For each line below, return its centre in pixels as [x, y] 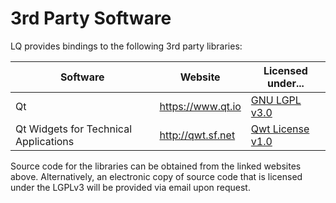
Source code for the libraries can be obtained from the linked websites [156, 166]
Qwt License [280, 129]
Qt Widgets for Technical [74, 129]
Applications [45, 141]
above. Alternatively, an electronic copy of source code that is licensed [156, 176]
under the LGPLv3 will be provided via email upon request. [130, 187]
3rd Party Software [91, 18]
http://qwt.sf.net [197, 135]
